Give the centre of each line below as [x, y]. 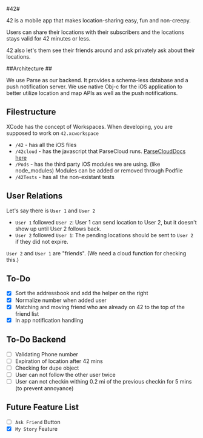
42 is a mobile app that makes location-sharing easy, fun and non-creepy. [98, 20]
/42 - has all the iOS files [46, 145]
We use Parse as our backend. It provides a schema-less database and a [97, 80]
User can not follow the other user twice [65, 374]
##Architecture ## [29, 68]
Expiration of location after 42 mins [59, 361]
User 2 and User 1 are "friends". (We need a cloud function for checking [96, 253]
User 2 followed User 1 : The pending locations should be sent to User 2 [104, 235]
